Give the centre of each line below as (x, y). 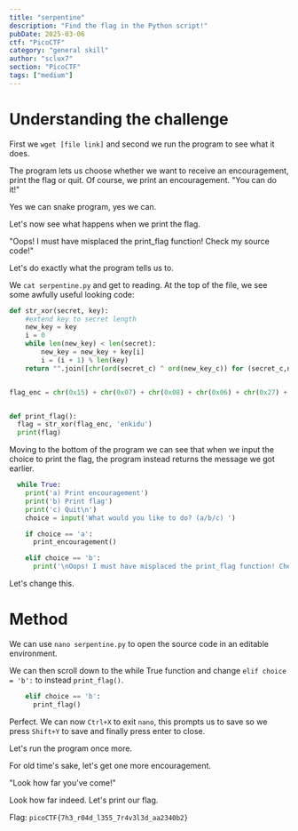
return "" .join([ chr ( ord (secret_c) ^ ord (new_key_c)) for (134, 368)
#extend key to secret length (81, 319)
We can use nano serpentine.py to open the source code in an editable (139, 644)
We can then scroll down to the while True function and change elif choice (148, 671)
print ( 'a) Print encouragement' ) (87, 493)
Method (39, 619)
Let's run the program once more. (71, 748)
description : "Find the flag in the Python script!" (109, 26)
